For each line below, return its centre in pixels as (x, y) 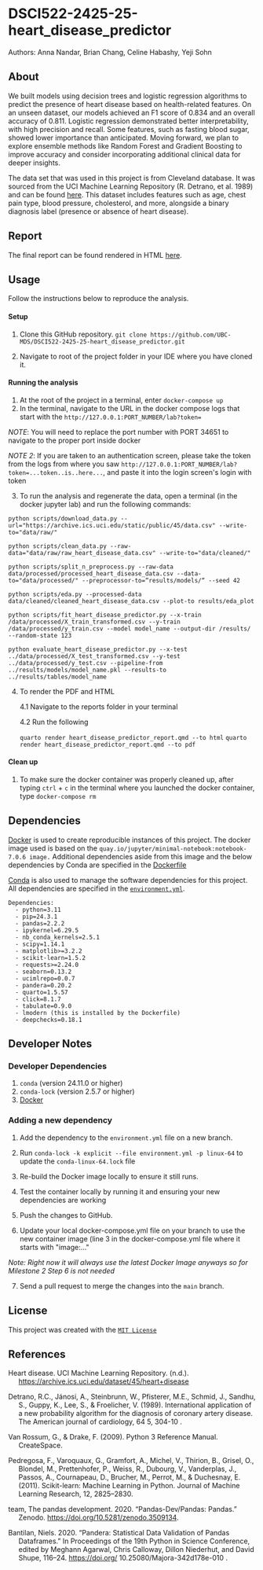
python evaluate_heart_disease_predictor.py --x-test (98, 649)
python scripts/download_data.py (63, 518)
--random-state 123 (40, 635)
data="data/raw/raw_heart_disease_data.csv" (82, 553)
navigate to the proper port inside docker (75, 440)
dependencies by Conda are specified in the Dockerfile (97, 865)
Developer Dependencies (58, 1066)
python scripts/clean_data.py (58, 546)
